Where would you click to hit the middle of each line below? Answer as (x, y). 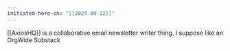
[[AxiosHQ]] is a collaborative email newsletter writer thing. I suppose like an (115, 33)
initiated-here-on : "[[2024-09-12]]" (61, 13)
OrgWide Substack (34, 40)
